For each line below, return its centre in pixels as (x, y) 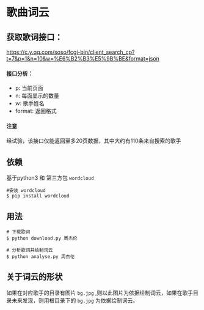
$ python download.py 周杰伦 (42, 238)
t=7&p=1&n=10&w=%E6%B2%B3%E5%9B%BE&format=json (83, 58)
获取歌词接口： (35, 37)
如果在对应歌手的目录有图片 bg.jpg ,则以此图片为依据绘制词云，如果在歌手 (100, 293)
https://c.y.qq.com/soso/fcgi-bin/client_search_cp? (71, 52)
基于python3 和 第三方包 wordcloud (50, 178)
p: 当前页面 (29, 88)
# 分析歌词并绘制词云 (30, 250)
